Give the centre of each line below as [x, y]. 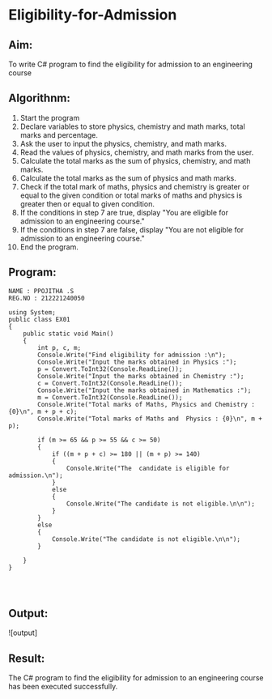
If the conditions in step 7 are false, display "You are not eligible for [132, 229]
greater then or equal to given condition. [87, 203]
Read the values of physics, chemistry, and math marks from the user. [137, 152]
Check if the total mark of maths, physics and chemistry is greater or [134, 186]
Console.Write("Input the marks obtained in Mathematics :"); [144, 390]
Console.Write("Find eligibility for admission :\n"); [132, 355]
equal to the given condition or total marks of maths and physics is [131, 195]
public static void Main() [68, 334]
